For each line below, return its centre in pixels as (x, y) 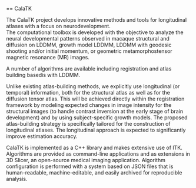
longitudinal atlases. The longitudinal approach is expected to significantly (96, 130)
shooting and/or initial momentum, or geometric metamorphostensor (89, 51)
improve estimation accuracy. (42, 136)
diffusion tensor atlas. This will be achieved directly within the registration (95, 99)
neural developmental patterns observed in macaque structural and (88, 38)
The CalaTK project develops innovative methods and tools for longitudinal (97, 20)
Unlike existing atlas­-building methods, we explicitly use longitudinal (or (93, 86)
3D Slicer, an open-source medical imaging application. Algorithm (86, 160)
